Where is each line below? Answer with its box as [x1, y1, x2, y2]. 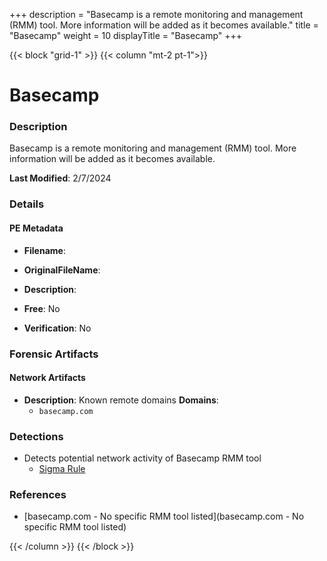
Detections [9, 429, 64, 443]
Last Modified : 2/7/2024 [9, 172, 112, 184]
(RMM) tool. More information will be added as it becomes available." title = [9, 19, 319, 31]
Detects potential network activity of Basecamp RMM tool [23, 452, 262, 464]
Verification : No [23, 322, 92, 334]
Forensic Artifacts [9, 347, 99, 361]
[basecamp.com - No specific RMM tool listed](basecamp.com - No [23, 510, 305, 523]
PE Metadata [9, 222, 64, 234]
